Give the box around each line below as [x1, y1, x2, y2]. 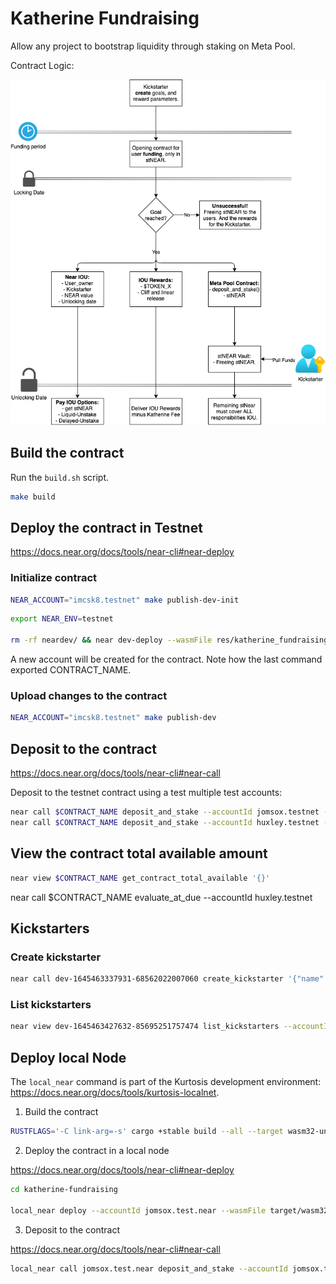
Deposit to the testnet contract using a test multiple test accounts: [10, 787, 283, 799]
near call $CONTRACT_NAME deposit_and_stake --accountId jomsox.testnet [10, 807, 320, 817]
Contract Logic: [10, 59, 75, 71]
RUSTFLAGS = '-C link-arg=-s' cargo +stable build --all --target [10, 1127, 284, 1137]
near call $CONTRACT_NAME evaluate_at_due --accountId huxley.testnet [10, 891, 313, 903]
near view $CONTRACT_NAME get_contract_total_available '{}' [10, 873, 271, 883]
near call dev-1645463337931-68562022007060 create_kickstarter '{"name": [10, 974, 329, 984]
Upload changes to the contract [10, 689, 168, 703]
